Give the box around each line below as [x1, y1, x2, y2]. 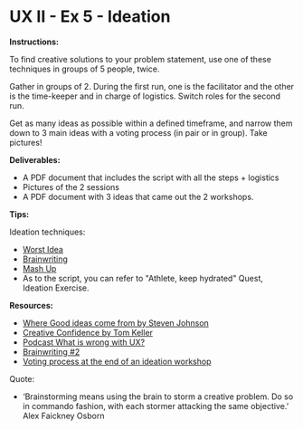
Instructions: [9, 36, 60, 47]
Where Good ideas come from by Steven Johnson [22, 317, 210, 328]
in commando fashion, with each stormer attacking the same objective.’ [22, 400, 289, 411]
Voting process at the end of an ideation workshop [22, 356, 212, 367]
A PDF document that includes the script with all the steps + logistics [22, 172, 279, 183]
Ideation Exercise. [22, 282, 90, 293]
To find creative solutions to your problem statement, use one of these [9, 53, 271, 64]
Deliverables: [9, 154, 61, 165]
